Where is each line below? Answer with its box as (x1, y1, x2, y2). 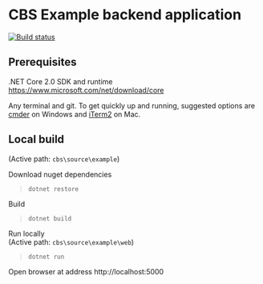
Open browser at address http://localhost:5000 (8, 266, 164, 276)
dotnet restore (27, 185, 79, 193)
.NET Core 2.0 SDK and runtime (8, 76, 114, 86)
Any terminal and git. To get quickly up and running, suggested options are (8, 100, 255, 110)
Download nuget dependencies (8, 169, 112, 179)
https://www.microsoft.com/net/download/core (8, 85, 164, 95)
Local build (8, 132, 65, 146)
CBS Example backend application (8, 6, 242, 24)
